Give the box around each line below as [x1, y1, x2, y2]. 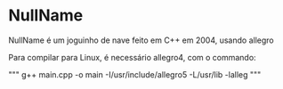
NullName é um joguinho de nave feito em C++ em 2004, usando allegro [8, 35, 274, 45]
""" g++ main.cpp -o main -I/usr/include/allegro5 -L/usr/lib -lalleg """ [8, 69, 262, 80]
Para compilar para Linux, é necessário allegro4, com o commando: [8, 52, 256, 62]
